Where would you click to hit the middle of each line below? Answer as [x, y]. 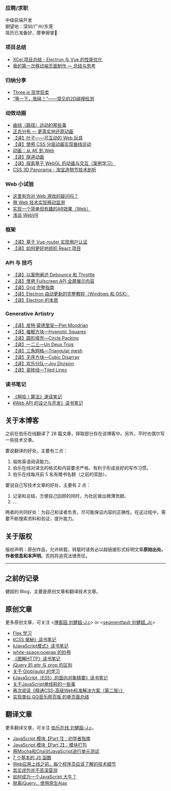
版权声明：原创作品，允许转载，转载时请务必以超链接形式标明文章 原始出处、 [85, 550]
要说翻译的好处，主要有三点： [36, 451]
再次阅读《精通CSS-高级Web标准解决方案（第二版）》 [69, 690]
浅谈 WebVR [25, 215]
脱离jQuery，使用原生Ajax [40, 783]
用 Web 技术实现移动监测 [39, 203]
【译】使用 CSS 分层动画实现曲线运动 [52, 144]
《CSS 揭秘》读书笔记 [35, 639]
